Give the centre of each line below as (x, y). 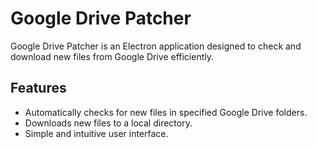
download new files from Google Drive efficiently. (112, 56)
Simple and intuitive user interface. (96, 133)
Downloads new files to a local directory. (108, 123)
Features (38, 88)
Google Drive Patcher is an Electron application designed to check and (156, 46)
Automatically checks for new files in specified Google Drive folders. (166, 112)
